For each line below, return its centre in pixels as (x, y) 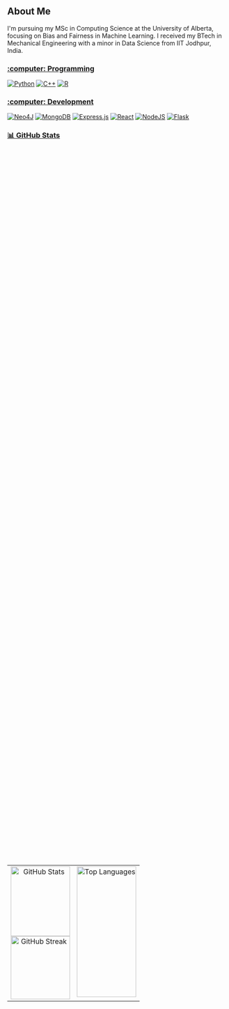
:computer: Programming (51, 68)
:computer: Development (50, 102)
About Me (29, 11)
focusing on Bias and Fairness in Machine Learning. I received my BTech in (114, 36)
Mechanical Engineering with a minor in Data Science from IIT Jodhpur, (109, 43)
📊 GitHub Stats (34, 135)
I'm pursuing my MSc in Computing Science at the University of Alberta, (110, 28)
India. (15, 50)
